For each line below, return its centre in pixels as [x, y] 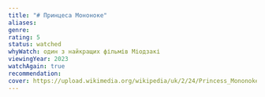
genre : [19, 30]
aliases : [22, 23]
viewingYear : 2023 [38, 59]
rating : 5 [24, 37]
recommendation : [35, 74]
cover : [19, 81]
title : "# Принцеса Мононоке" [58, 15]
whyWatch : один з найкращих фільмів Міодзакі [84, 52]
